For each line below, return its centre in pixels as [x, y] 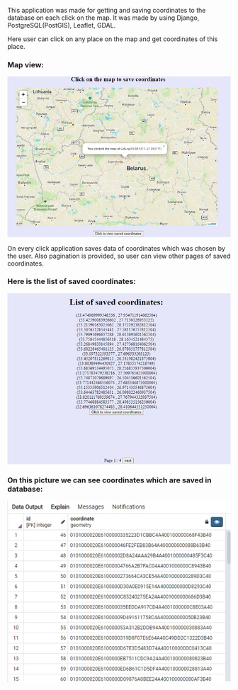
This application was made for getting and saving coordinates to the [107, 10]
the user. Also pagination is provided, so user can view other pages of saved [119, 256]
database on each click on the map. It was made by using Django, [103, 18]
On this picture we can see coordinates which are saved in [109, 480]
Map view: [26, 64]
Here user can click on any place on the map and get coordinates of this [113, 39]
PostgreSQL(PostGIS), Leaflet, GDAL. [62, 25]
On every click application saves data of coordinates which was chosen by [116, 248]
